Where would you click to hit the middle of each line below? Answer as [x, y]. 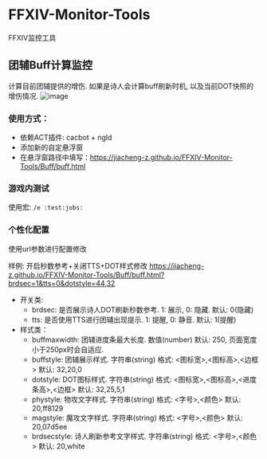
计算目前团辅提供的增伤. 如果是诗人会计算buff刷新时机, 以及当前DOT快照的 [131, 86]
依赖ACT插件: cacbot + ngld [66, 138]
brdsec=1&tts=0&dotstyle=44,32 [62, 283]
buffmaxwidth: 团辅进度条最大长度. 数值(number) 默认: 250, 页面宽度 [144, 339]
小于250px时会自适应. [68, 349]
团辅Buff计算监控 [51, 65]
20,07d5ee [49, 426]
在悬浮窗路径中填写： [55, 158]
